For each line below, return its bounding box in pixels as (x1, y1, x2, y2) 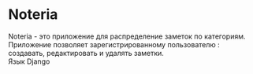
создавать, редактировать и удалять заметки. (8, 48, 164, 57)
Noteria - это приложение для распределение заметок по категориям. (8, 31, 246, 41)
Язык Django (8, 57, 50, 66)
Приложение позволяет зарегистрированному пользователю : (8, 39, 221, 49)
